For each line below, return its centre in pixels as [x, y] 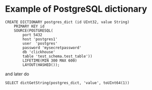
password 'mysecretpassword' [52, 47]
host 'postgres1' [40, 39]
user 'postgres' [40, 43]
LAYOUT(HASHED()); [41, 65]
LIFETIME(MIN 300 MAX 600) [50, 60]
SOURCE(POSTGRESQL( [34, 30]
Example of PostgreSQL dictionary [76, 9]
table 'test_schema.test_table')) [57, 56]
